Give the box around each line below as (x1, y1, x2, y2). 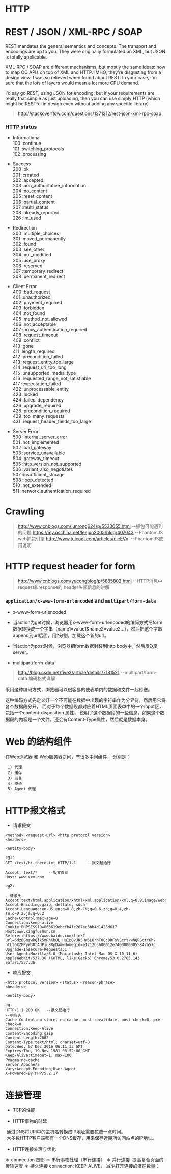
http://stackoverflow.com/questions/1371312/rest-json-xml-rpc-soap (17, 110, 162, 117)
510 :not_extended (12, 482, 52, 489)
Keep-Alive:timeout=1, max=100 (5, 1053, 72, 1058)
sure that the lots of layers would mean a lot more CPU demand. (5, 80, 140, 87)
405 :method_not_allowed (12, 316, 67, 322)
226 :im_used (12, 215, 41, 221)
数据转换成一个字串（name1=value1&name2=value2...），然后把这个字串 (12, 625, 162, 632)
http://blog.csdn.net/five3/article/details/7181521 (17, 669, 120, 675)
